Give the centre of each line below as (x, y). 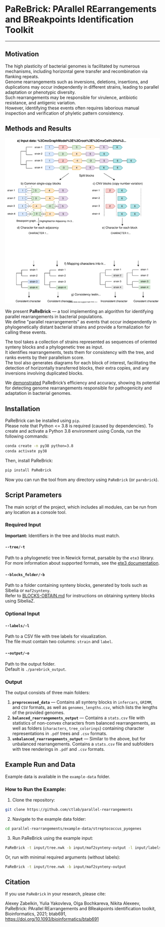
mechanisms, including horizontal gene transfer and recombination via (76, 71)
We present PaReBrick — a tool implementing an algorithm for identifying (79, 312)
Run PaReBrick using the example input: (53, 838)
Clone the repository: (34, 800)
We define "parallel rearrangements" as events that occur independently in (81, 322)
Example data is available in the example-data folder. (58, 776)
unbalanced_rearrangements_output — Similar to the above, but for (79, 738)
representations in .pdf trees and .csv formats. (60, 733)
